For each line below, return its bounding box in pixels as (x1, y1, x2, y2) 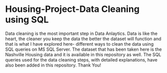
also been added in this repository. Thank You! (5, 62, 101, 68)
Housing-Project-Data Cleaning (5, 3, 140, 15)
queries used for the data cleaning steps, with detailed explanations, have (5, 57, 158, 63)
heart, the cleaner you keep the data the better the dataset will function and (5, 36, 161, 42)
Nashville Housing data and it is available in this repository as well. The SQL (5, 51, 161, 58)
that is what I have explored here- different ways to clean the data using (5, 41, 154, 47)
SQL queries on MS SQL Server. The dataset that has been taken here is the (5, 46, 162, 52)
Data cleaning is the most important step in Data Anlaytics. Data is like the (5, 30, 158, 36)
